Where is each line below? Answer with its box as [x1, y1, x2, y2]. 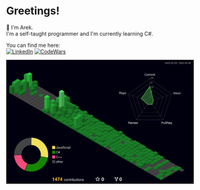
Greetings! [6, 4, 60, 18]
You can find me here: [6, 42, 61, 49]
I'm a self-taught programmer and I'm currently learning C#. [6, 30, 154, 37]
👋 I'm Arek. [6, 24, 33, 31]
